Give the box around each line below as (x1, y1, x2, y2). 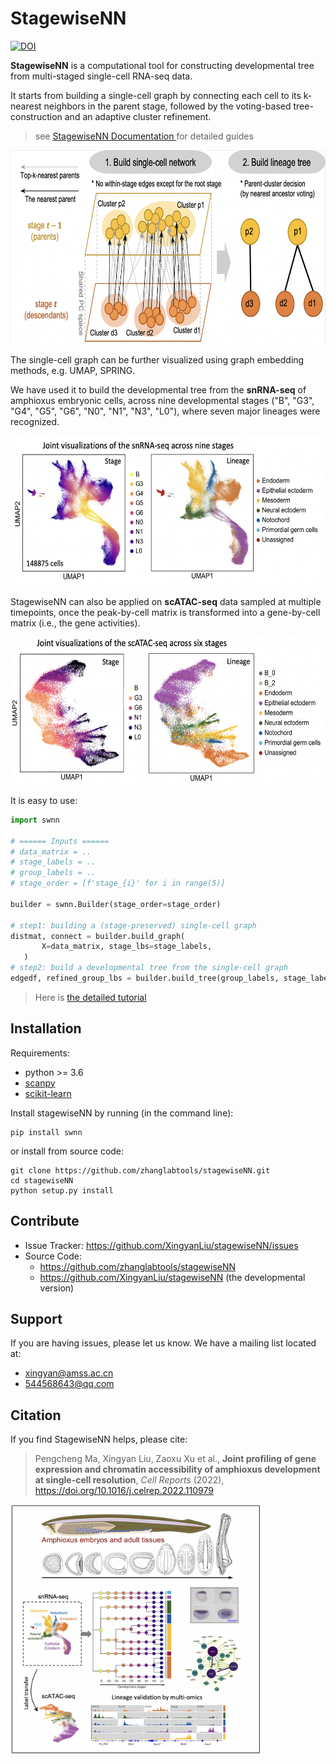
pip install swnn (10, 1127, 83, 1137)
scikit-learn (24, 1087, 72, 1099)
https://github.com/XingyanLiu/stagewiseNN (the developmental (39, 1271, 306, 1283)
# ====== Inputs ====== (10, 836, 110, 846)
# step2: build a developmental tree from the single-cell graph (10, 963, 288, 973)
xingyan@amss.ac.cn (24, 1367, 114, 1379)
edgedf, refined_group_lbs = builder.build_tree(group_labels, (10, 973, 280, 984)
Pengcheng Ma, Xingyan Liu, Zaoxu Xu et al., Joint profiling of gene (34, 1453, 317, 1465)
